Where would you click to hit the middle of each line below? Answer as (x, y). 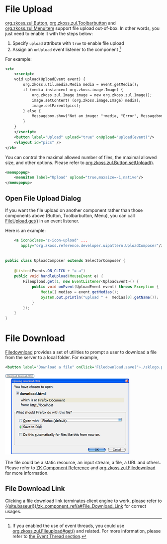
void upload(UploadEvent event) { (50, 79)
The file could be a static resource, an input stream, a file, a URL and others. (83, 462)
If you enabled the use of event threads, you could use (68, 526)
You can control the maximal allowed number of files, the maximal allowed (81, 157)
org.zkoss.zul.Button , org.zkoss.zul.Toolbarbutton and (60, 23)
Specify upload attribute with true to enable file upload (68, 43)
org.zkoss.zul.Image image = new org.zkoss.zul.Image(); (92, 95)
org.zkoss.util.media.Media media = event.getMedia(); (81, 85)
